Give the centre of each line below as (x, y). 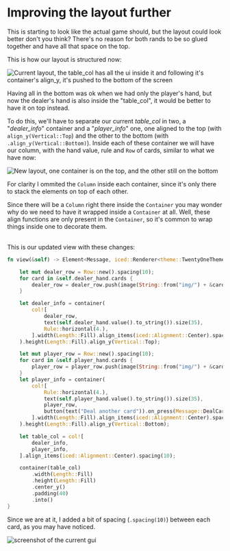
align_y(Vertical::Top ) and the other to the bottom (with (88, 136)
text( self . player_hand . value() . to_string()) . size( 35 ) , (124, 399)
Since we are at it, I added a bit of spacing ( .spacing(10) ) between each (109, 519)
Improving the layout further (89, 13)
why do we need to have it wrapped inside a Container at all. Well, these (109, 212)
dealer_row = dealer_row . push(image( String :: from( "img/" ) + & (122, 285)
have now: (22, 157)
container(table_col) (50, 468)
